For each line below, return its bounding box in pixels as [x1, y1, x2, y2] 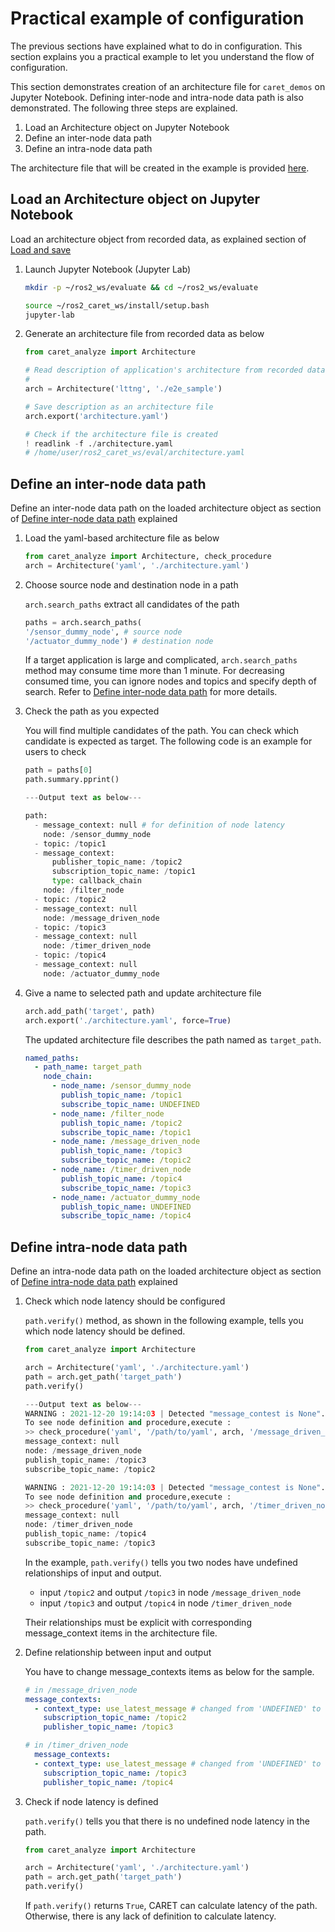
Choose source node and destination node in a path [24, 578, 239, 591]
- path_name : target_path [34, 1062, 142, 1072]
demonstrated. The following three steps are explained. [10, 102, 238, 114]
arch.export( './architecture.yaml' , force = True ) [24, 1015, 232, 1026]
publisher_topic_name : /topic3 [43, 1722, 174, 1732]
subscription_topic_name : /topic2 [43, 1713, 187, 1723]
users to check [24, 746, 87, 758]
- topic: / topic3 [34, 922, 107, 932]
